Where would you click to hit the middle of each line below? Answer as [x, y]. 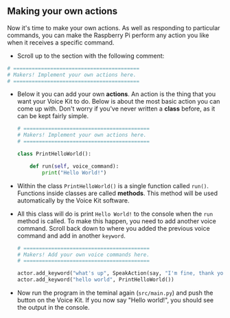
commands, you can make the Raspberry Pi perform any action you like [108, 35]
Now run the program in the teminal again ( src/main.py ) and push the [115, 293]
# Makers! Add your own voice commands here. [83, 254]
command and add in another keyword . [71, 236]
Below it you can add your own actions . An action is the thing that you [116, 94]
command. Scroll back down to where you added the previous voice [114, 228]
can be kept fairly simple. [53, 116]
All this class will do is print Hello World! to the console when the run [115, 214]
